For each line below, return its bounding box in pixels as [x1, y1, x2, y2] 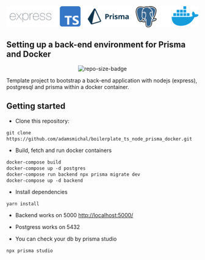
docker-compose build [6, 159, 62, 165]
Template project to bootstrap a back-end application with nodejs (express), [6, 76, 198, 84]
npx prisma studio [6, 247, 53, 254]
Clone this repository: [15, 117, 70, 125]
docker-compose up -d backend [6, 177, 84, 184]
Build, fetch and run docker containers [15, 146, 112, 154]
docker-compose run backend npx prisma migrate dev [6, 171, 140, 178]
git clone [6, 129, 32, 136]
